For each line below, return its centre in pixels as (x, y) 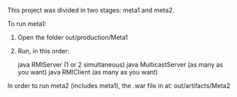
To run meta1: (27, 24)
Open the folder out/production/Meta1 (73, 37)
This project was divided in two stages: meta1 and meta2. (91, 10)
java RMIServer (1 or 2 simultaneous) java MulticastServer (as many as (120, 65)
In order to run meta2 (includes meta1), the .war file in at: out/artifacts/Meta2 (119, 86)
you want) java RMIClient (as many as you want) (88, 72)
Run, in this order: (43, 51)
